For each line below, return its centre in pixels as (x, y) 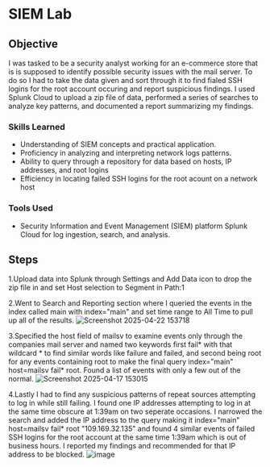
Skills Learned (37, 127)
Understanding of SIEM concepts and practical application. (118, 144)
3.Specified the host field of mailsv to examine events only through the (126, 336)
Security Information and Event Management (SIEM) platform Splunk (134, 226)
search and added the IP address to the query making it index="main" (124, 420)
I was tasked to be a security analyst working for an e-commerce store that (133, 63)
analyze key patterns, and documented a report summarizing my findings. (131, 106)
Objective (33, 44)
